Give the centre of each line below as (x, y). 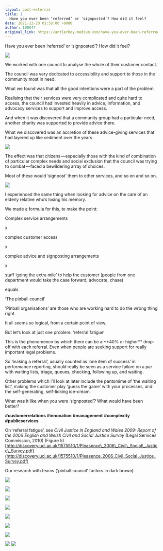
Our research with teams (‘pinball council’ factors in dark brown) (69, 471)
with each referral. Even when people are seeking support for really (79, 347)
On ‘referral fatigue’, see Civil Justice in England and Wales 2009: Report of (81, 430)
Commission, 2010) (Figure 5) (35, 440)
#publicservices (22, 421)
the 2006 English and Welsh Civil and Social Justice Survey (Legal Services (81, 435)
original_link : (20, 32)
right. (10, 313)
